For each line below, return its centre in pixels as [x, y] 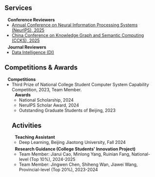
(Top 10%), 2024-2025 [53, 159]
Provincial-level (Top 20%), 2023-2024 [58, 170]
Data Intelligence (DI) [33, 52]
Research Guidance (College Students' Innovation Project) [75, 149]
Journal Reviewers [27, 47]
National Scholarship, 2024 [46, 100]
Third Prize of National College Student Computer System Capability [80, 84]
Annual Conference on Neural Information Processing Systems [75, 25]
